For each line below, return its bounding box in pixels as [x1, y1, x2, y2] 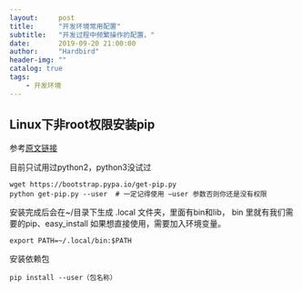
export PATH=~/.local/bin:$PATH [9, 236, 132, 246]
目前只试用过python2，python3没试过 [9, 162, 152, 173]
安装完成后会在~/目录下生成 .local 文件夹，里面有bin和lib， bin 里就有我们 [9, 206, 287, 218]
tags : [9, 73, 30, 82]
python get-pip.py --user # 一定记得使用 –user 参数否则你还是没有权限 [9, 190, 267, 199]
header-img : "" [9, 55, 67, 65]
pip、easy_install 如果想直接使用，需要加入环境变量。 [25, 218, 226, 229]
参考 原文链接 [9, 143, 57, 154]
